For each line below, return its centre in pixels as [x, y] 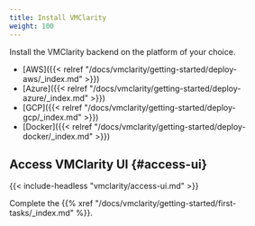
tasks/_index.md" [41, 213]
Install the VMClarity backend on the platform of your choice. [123, 51]
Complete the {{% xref [51, 203]
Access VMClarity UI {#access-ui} [108, 164]
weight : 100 [32, 26]
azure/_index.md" [55, 98]
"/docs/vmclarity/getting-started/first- [166, 203]
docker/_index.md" [58, 136]
